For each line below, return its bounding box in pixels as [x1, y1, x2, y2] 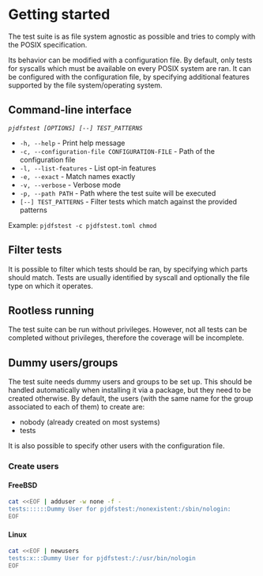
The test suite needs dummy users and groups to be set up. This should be [8, 377, 253, 387]
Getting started [8, 6, 111, 24]
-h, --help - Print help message [19, 138, 126, 148]
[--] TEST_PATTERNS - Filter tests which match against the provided [19, 196, 238, 206]
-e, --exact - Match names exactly [19, 171, 136, 181]
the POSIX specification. [8, 39, 88, 49]
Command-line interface [8, 103, 132, 117]
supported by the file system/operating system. [8, 80, 163, 90]
